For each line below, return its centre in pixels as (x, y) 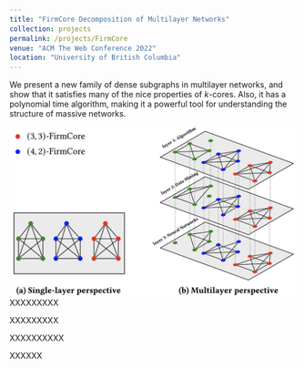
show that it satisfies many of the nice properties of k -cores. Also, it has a (148, 95)
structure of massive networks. (68, 114)
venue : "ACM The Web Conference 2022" (83, 48)
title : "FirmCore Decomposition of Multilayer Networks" (120, 19)
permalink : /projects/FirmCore (69, 38)
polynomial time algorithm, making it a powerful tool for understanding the (148, 104)
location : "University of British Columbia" (95, 58)
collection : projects (51, 29)
